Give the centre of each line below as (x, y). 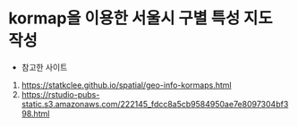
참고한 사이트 (44, 67)
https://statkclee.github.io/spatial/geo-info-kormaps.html (126, 85)
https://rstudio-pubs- (60, 94)
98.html (35, 114)
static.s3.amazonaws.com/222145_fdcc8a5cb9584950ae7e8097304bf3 (155, 104)
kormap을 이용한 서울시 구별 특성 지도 (140, 18)
